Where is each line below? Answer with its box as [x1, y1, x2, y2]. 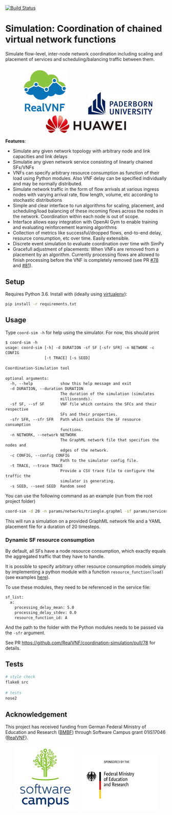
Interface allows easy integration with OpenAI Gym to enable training [12, 219, 158, 225]
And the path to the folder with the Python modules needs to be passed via [5, 624, 164, 631]
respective [5, 406, 29, 412]
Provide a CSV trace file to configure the [60, 468, 155, 473]
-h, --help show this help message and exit [10, 381, 132, 386]
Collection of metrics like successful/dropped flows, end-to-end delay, [12, 230, 162, 236]
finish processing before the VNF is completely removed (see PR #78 [12, 257, 159, 263]
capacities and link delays [12, 153, 68, 160]
